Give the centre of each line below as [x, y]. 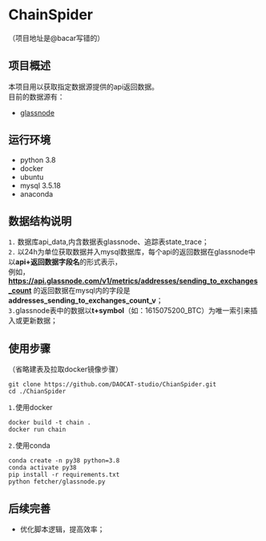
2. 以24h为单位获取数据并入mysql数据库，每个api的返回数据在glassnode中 [132, 252]
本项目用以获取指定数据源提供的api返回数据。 [83, 87]
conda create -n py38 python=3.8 [64, 461]
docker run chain [37, 430]
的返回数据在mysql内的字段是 [82, 291]
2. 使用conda [29, 445]
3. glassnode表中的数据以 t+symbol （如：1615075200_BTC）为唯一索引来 [129, 311]
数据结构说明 [40, 221]
